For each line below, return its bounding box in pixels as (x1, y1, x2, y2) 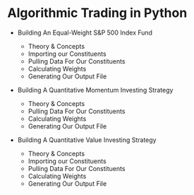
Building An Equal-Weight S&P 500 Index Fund (17, 28, 153, 37)
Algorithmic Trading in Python (7, 5, 188, 21)
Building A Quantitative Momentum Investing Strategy (17, 85, 174, 94)
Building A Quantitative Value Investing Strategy (17, 136, 157, 144)
